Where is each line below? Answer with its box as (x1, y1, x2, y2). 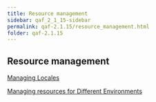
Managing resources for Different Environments (7, 87, 143, 96)
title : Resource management (7, 10, 88, 17)
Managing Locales (7, 74, 60, 82)
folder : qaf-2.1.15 (7, 29, 64, 37)
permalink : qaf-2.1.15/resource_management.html (7, 23, 150, 30)
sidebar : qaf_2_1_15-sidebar (7, 17, 91, 24)
